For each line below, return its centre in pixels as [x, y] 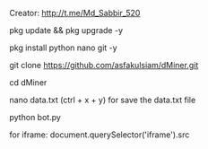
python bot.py [35, 117]
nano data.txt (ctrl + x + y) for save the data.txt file [103, 100]
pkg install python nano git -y [64, 48]
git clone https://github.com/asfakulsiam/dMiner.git [104, 65]
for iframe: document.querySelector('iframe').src [100, 135]
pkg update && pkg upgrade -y [66, 30]
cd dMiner [28, 83]
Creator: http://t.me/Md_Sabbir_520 [75, 13]
